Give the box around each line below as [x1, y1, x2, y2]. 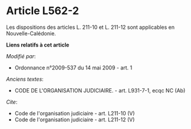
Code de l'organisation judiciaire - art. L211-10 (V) [14, 110, 135, 117]
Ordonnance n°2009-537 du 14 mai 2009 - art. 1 [14, 64, 133, 71]
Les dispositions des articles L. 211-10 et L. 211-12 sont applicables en [6, 24, 175, 31]
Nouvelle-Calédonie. [6, 29, 56, 37]
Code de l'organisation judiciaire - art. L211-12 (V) [14, 116, 135, 123]
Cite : [6, 98, 18, 105]
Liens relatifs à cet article [6, 41, 70, 48]
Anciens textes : [6, 75, 44, 82]
